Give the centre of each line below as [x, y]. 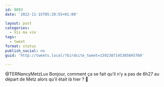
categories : [17, 28]
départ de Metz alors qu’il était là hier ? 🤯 [47, 79]
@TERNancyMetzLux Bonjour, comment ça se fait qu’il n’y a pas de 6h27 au [82, 74]
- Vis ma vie [23, 33]
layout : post [18, 23]
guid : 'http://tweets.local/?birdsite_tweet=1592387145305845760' [75, 55]
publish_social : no [25, 51]
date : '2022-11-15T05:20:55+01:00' [42, 14]
